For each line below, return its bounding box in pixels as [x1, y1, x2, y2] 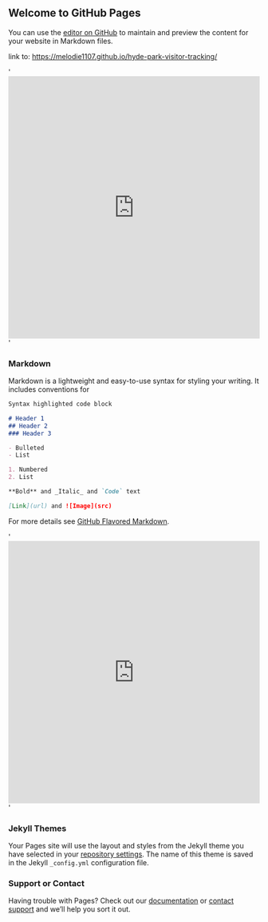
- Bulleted [8, 444, 45, 452]
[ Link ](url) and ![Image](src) [8, 501, 112, 510]
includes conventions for [8, 385, 90, 394]
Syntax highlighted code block [8, 400, 112, 409]
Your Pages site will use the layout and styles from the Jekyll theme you [8, 841, 245, 851]
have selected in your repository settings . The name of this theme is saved [8, 849, 254, 859]
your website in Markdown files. [8, 36, 113, 46]
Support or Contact [8, 878, 85, 889]
